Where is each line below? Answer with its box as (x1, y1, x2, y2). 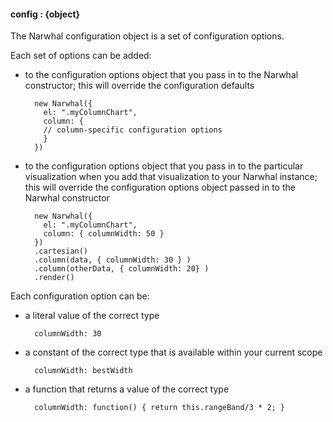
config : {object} (10, 8, 81, 20)
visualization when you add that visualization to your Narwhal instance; (24, 171, 318, 183)
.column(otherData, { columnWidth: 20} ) (34, 264, 210, 274)
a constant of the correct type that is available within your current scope (24, 346, 323, 359)
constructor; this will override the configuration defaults (24, 80, 255, 92)
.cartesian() (34, 246, 89, 257)
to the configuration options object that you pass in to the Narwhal (24, 69, 299, 81)
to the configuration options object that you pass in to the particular (24, 160, 304, 172)
